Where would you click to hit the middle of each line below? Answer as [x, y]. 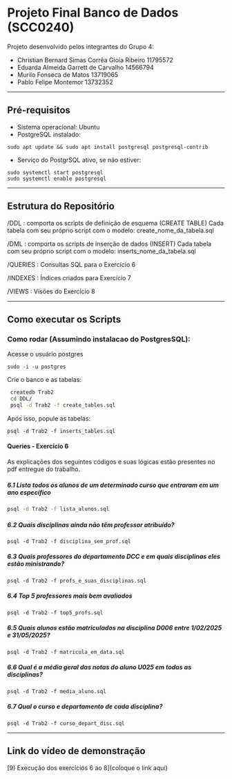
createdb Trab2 [32, 392]
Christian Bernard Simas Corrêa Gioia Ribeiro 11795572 [95, 59]
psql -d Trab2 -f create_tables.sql [63, 405]
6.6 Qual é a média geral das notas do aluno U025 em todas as [99, 667]
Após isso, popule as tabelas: [49, 418]
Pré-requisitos [39, 110]
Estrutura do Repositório [61, 207]
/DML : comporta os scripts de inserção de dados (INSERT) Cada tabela [109, 244]
